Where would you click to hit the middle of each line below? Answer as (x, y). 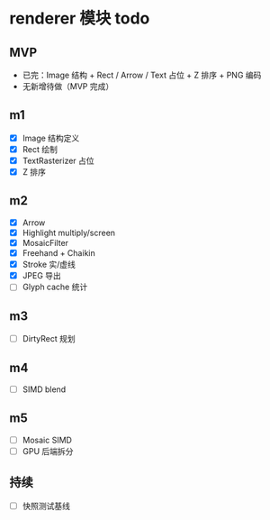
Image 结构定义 (51, 138)
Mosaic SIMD (47, 440)
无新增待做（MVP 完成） (68, 86)
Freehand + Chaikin (59, 253)
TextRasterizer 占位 (58, 160)
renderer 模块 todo (80, 18)
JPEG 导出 (41, 276)
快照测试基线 (46, 506)
